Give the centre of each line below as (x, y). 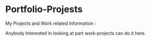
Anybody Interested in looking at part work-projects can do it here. (75, 33)
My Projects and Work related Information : (51, 23)
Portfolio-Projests (44, 9)
